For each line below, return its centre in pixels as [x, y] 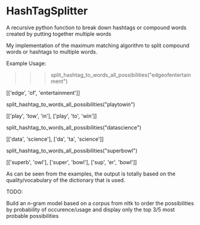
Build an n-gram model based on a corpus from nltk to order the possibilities [100, 203]
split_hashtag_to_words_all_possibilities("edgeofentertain [121, 75]
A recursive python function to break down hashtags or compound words [96, 27]
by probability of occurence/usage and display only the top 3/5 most [90, 209]
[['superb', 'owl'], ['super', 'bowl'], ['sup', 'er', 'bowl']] [72, 162]
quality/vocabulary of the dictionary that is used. [66, 180]
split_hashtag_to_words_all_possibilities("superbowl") [72, 150]
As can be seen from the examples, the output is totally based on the [91, 174]
